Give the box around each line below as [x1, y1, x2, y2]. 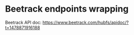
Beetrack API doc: [5, 19, 42, 25]
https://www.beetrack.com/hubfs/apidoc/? [42, 19, 129, 25]
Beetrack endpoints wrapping [5, 3, 129, 15]
